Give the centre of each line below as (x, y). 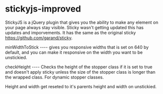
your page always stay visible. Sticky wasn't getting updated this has (74, 27)
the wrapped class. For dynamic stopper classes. (54, 77)
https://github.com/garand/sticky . (39, 38)
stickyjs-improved (43, 9)
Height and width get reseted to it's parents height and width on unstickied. (81, 86)
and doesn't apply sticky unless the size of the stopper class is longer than (80, 72)
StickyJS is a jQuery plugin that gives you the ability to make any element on (82, 22)
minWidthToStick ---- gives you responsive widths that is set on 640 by (77, 47)
